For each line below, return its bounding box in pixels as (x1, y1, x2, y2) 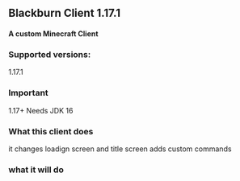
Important (8, 88, 48, 99)
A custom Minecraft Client (8, 28, 99, 39)
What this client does (8, 125, 94, 137)
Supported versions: (8, 48, 91, 60)
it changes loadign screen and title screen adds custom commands (8, 144, 232, 154)
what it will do (8, 164, 65, 175)
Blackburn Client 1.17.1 (8, 6, 121, 20)
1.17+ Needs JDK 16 (8, 105, 74, 115)
